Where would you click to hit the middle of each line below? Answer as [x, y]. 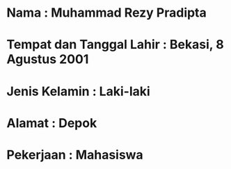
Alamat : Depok [52, 123]
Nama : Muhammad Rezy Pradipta [106, 13]
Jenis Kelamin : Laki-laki [78, 91]
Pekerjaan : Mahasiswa [75, 155]
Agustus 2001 [48, 59]
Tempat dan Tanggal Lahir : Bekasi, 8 [115, 45]
